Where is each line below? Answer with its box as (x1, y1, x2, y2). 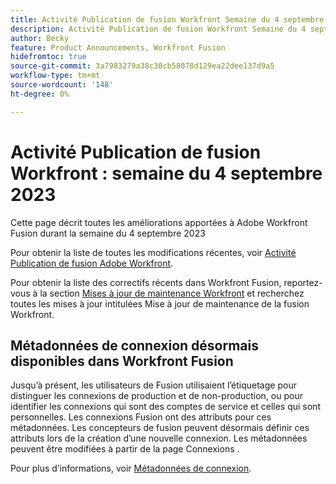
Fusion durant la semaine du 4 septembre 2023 (10, 227, 206, 239)
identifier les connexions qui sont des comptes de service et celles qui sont (10, 401, 321, 413)
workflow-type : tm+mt (10, 71, 101, 81)
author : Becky (10, 33, 70, 43)
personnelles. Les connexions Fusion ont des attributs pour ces (10, 411, 272, 423)
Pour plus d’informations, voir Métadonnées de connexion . (10, 462, 252, 475)
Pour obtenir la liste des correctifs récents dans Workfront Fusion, (10, 276, 282, 288)
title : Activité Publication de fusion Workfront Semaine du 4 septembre (10, 14, 325, 25)
